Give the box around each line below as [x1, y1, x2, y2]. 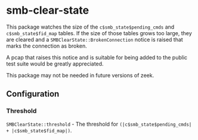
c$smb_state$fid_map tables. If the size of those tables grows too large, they [6, 29, 192, 36]
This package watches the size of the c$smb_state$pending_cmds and [6, 23, 175, 30]
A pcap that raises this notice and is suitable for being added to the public [6, 54, 188, 61]
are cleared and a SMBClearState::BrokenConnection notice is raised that [6, 36, 183, 43]
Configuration [6, 89, 60, 99]
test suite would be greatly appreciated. [6, 60, 104, 67]
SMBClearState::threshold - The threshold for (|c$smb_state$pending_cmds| [6, 120, 192, 127]
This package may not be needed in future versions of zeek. [6, 71, 154, 79]
